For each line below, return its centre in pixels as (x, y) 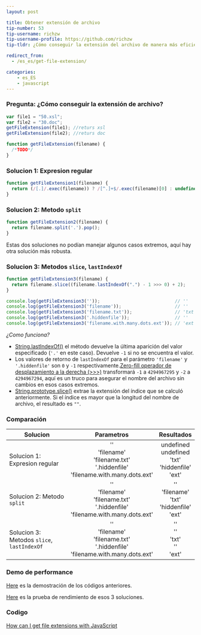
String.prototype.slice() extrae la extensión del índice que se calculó (99, 391)
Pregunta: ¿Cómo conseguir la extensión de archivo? (85, 104)
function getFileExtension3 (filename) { (57, 279)
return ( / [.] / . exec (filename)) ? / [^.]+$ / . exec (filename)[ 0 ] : (92, 189)
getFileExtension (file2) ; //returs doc (56, 133)
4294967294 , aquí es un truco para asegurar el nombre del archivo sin (99, 378)
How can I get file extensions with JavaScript (62, 625)
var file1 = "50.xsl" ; (34, 117)
